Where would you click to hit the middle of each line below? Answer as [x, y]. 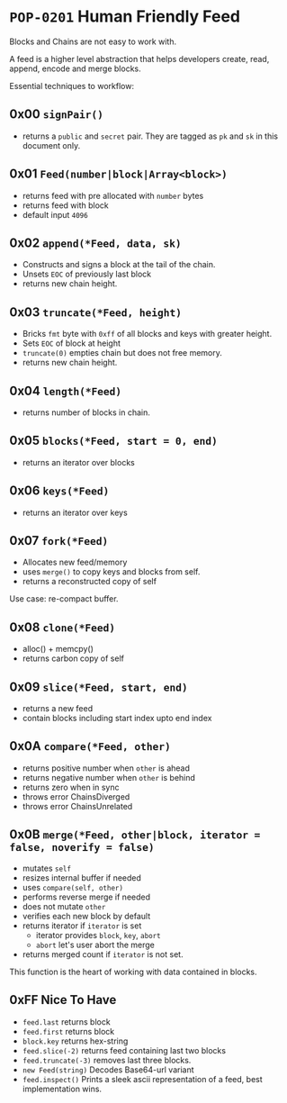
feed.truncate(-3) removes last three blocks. [107, 1060]
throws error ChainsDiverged [76, 796]
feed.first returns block [68, 1031]
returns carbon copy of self [73, 658]
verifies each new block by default [86, 916]
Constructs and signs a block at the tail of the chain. [119, 265]
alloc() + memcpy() [58, 649]
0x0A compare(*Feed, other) [90, 746]
